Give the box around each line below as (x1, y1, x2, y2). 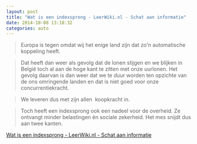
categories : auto (6, 25, 49, 31)
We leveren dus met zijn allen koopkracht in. (20, 96, 130, 103)
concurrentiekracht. (20, 84, 69, 92)
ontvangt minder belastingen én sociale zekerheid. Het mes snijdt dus (20, 114, 191, 121)
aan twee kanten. (20, 120, 63, 127)
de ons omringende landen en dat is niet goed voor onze (20, 78, 159, 85)
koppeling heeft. (20, 48, 61, 55)
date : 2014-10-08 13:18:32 (6, 20, 73, 25)
